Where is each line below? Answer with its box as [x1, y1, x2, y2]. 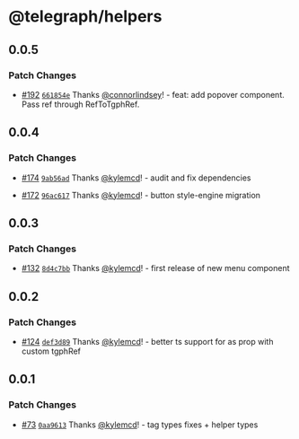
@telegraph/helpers [8, 6, 163, 27]
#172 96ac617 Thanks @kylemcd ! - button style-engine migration [21, 189, 261, 200]
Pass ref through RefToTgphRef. [21, 99, 140, 110]
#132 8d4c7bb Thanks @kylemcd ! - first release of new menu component [21, 263, 290, 274]
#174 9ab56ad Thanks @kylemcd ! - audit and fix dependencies [21, 172, 251, 183]
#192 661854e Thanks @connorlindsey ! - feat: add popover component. [21, 89, 285, 100]
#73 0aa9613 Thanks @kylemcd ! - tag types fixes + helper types [21, 419, 259, 430]
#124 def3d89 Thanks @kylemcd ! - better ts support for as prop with [21, 336, 274, 347]
